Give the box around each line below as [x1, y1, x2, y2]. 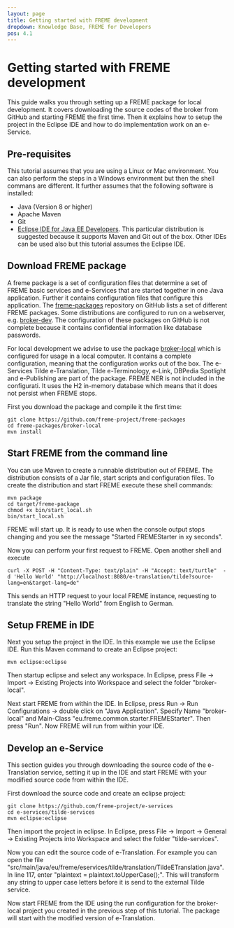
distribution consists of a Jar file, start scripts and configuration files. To [7, 473, 214, 482]
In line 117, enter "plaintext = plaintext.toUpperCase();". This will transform [7, 871, 219, 879]
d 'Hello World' [7, 573, 54, 580]
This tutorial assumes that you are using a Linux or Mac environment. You [7, 167, 219, 175]
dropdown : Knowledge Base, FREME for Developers [7, 23, 152, 30]
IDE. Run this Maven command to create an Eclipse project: [7, 645, 178, 653]
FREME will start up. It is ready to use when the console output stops [7, 525, 205, 533]
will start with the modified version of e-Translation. [7, 914, 156, 922]
